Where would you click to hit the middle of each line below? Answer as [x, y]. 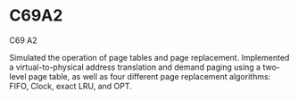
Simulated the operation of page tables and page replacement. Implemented [149, 57]
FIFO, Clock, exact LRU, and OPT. [70, 86]
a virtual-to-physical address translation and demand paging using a [135, 67]
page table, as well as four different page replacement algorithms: [149, 76]
